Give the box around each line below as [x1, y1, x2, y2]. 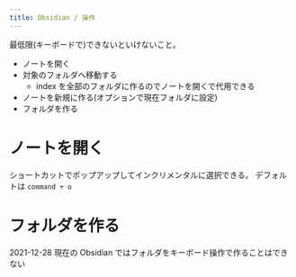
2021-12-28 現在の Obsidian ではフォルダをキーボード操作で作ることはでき [9, 246, 289, 257]
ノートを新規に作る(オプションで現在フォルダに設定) [22, 92, 219, 103]
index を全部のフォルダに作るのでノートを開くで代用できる [35, 80, 256, 91]
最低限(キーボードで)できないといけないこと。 [9, 39, 182, 49]
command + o [26, 182, 72, 192]
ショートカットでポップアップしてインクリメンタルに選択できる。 [9, 169, 254, 180]
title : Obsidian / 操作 [9, 13, 96, 22]
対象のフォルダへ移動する [22, 69, 118, 80]
